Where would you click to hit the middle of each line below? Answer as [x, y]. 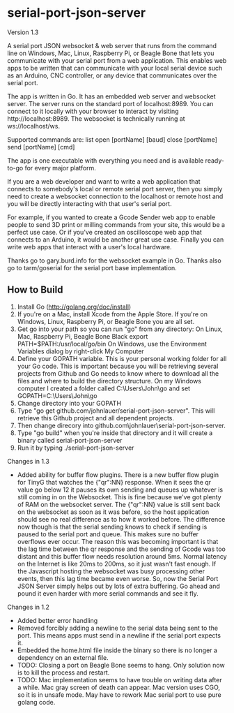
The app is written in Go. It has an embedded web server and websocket [111, 96]
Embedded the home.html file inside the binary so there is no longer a [117, 650]
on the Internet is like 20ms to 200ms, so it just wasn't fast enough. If [117, 564]
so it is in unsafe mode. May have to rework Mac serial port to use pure [119, 694]
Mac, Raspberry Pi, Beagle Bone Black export [83, 336]
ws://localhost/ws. [34, 126]
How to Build [36, 290]
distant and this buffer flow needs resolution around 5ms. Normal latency [122, 556]
